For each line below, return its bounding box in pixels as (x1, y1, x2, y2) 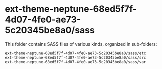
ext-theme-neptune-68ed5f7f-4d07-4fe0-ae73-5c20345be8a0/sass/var (5, 59, 146, 64)
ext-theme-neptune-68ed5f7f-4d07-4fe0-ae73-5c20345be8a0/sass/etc (5, 51, 146, 56)
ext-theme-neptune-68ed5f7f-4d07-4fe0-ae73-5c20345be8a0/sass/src (5, 55, 146, 60)
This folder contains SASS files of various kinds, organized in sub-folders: (5, 41, 157, 47)
